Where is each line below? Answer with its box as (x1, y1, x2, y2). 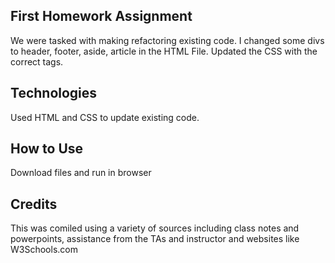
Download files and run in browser (10, 167, 152, 179)
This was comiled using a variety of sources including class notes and (10, 222, 300, 234)
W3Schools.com (10, 244, 78, 256)
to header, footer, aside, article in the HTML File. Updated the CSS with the (10, 45, 318, 57)
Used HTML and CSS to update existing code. (10, 111, 200, 123)
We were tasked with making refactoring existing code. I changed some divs (10, 34, 325, 46)
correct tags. (10, 55, 64, 68)
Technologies (10, 85, 98, 102)
